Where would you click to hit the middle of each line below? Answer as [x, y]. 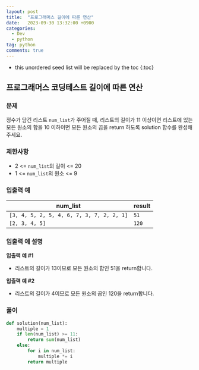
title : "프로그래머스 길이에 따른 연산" [50, 17]
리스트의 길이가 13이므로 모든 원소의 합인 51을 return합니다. [84, 268]
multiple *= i [55, 356]
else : [24, 346]
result [142, 206]
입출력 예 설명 [25, 242]
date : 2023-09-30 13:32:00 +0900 [50, 23]
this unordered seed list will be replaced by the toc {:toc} [84, 67]
